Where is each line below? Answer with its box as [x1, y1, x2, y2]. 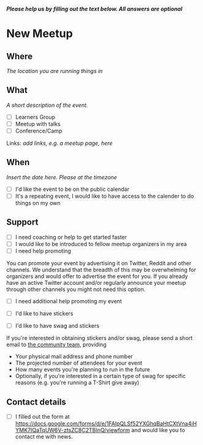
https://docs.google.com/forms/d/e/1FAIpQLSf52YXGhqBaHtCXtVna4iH [15, 420, 197, 427]
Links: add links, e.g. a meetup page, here [6, 139, 113, 147]
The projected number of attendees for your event [15, 359, 143, 367]
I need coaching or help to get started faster [15, 233, 128, 241]
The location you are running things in [6, 68, 103, 74]
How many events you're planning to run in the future [15, 366, 150, 373]
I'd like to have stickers [15, 310, 74, 317]
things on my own [15, 199, 61, 206]
